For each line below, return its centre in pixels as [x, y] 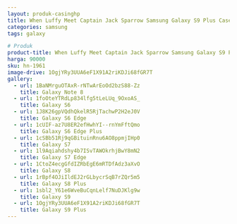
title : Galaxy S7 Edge [53, 158]
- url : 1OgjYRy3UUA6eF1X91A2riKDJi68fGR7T [77, 204]
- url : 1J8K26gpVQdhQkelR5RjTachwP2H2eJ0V [77, 112]
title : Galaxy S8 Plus [53, 184]
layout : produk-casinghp [44, 14]
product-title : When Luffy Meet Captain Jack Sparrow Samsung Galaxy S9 [116, 53]
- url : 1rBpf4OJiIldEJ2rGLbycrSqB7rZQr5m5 [77, 177]
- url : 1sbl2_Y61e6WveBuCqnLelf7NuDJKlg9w [77, 190]
